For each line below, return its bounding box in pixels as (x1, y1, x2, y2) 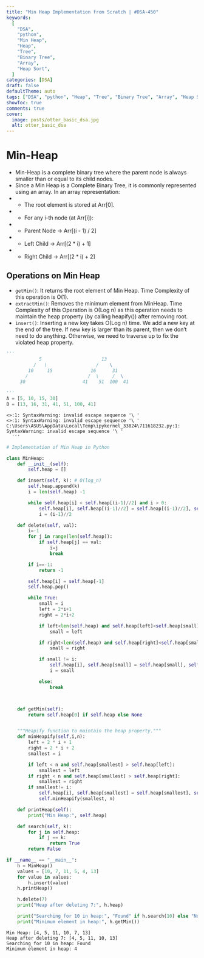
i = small (49, 668, 75, 674)
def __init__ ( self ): (17, 461, 69, 467)
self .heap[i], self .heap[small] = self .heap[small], (49, 662, 186, 668)
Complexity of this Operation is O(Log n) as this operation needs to (15, 306, 183, 313)
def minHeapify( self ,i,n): (17, 734, 86, 740)
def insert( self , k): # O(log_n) (17, 477, 102, 484)
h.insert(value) (28, 879, 69, 886)
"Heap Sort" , (17, 65, 50, 72)
